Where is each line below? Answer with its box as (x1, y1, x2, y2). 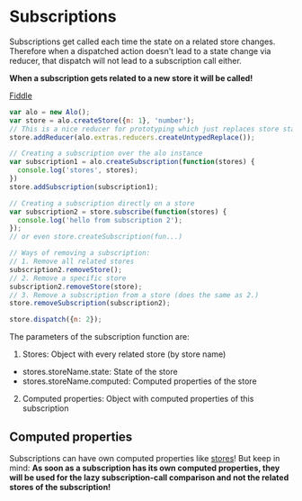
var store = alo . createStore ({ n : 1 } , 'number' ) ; (9, 115, 195, 125)
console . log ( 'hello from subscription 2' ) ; (17, 215, 182, 224)
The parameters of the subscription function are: (9, 332, 191, 342)
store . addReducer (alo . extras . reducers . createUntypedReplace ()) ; (9, 132, 255, 141)
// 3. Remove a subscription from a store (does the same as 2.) (9, 290, 259, 299)
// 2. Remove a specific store (9, 273, 127, 283)
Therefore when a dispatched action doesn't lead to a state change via (9, 45, 271, 56)
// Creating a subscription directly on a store (9, 198, 195, 208)
